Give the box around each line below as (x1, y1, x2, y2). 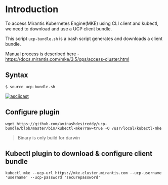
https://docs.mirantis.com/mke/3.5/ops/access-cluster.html (5, 56, 130, 62)
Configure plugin (5, 108, 60, 117)
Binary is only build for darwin (17, 134, 80, 140)
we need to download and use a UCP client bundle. (5, 25, 112, 31)
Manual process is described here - (5, 51, 80, 57)
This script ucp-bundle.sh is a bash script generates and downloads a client (5, 35, 163, 42)
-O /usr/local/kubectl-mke (104, 126, 162, 131)
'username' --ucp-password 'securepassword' (5, 175, 101, 180)
